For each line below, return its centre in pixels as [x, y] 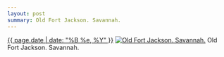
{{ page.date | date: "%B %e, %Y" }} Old [112, 40]
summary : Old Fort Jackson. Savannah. [64, 20]
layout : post [26, 14]
